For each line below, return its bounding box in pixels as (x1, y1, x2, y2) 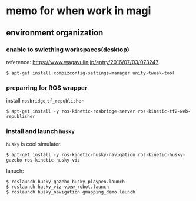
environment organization (6, 28, 104, 38)
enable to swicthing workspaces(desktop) (6, 45, 129, 54)
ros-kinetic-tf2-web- (137, 108, 191, 114)
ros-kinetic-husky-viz (24, 157, 81, 163)
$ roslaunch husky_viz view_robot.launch (6, 184, 109, 190)
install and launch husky (6, 127, 75, 136)
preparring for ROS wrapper (6, 84, 88, 92)
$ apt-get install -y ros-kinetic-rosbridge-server (6, 108, 135, 114)
